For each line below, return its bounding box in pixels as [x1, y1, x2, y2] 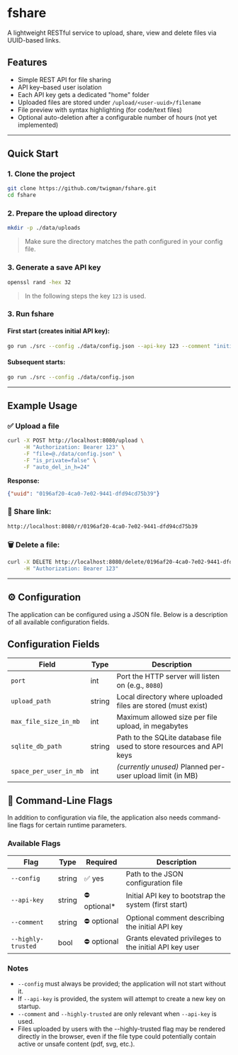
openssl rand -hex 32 [7, 279, 72, 286]
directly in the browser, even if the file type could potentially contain [17, 1032, 217, 1040]
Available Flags [7, 839, 62, 849]
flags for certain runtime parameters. [19, 821, 127, 830]
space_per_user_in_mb [11, 767, 84, 775]
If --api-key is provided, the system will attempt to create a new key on [17, 994, 226, 1003]
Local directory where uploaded [116, 691, 223, 701]
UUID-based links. [7, 35, 61, 44]
